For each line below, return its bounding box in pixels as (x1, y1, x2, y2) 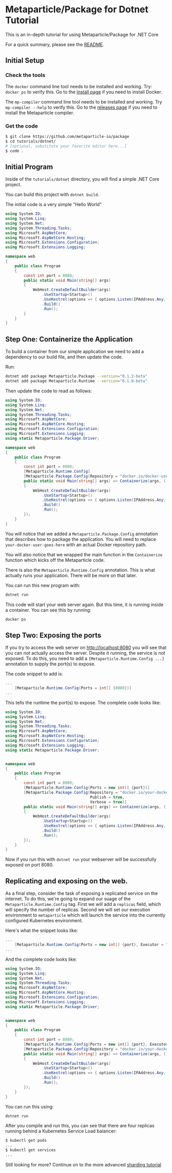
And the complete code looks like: (5, 956, 77, 962)
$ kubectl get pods (5, 1138, 47, 1143)
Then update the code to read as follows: (5, 388, 92, 394)
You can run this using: (5, 1103, 54, 1109)
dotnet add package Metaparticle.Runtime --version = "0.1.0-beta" (5, 378, 147, 384)
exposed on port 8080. (5, 862, 54, 868)
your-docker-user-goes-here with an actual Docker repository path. (5, 541, 147, 548)
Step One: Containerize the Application (5, 335, 133, 343)
